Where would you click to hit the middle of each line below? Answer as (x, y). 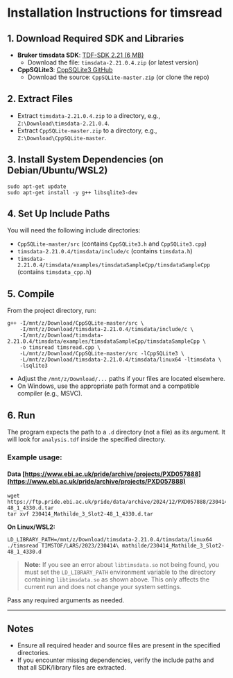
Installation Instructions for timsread (115, 13)
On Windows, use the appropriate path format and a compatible (108, 386)
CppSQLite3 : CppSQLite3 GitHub (65, 70)
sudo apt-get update (37, 186)
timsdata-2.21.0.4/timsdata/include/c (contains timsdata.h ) (105, 251)
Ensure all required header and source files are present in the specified (119, 645)
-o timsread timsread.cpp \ (60, 348)
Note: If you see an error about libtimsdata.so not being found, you (122, 565)
